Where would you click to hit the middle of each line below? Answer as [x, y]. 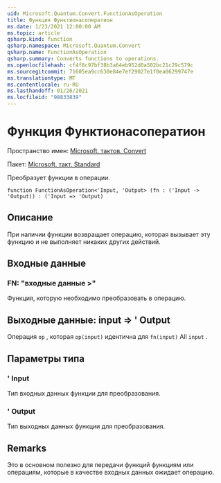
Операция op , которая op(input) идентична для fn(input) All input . [107, 337]
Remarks [27, 448]
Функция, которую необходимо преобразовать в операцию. [97, 298]
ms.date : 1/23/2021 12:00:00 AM [54, 26]
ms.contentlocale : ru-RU [43, 85]
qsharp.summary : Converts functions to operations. [83, 59]
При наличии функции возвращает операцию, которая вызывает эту [109, 234]
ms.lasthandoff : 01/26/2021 [48, 91]
